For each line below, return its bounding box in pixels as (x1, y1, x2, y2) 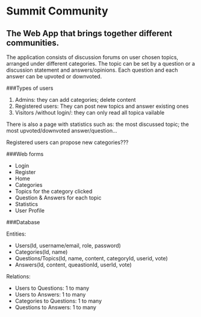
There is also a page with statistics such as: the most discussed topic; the (6, 121, 190, 128)
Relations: (6, 273, 31, 280)
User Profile (14, 207, 45, 214)
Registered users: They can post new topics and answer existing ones (14, 102, 189, 110)
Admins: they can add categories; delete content (14, 96, 137, 103)
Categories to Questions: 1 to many (14, 297, 102, 304)
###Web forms (6, 151, 44, 157)
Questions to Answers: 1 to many (14, 304, 96, 311)
